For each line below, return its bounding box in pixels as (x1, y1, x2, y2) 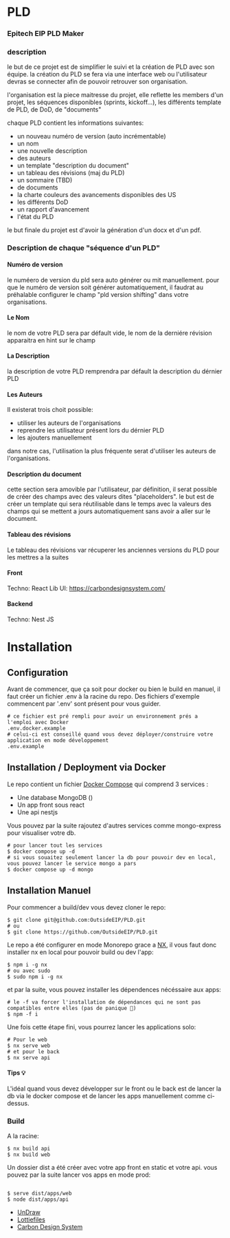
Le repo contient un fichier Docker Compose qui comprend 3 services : (7, 780, 209, 788)
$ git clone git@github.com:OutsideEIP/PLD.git (7, 916, 146, 923)
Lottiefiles (16, 1215, 46, 1224)
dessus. (7, 1099, 30, 1107)
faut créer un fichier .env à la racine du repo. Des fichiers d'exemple (7, 692, 200, 700)
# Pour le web (7, 1036, 48, 1043)
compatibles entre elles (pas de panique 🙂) (7, 1004, 137, 1011)
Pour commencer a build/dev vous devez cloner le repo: (7, 903, 166, 911)
